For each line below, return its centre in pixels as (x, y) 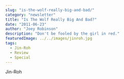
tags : (11, 43)
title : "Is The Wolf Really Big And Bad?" (51, 19)
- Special (20, 57)
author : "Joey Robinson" (32, 29)
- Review (19, 52)
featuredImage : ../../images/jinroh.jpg (49, 39)
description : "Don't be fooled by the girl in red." (63, 34)
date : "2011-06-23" (26, 24)
